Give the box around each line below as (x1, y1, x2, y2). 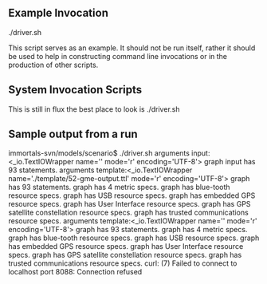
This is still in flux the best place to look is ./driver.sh (8, 104, 180, 114)
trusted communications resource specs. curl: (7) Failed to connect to (8, 258, 238, 268)
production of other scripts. (8, 60, 99, 69)
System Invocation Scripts (8, 83, 143, 97)
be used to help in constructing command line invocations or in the (8, 51, 228, 61)
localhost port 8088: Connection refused (8, 267, 143, 277)
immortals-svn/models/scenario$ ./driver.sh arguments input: (8, 148, 210, 158)
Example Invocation (8, 6, 109, 20)
